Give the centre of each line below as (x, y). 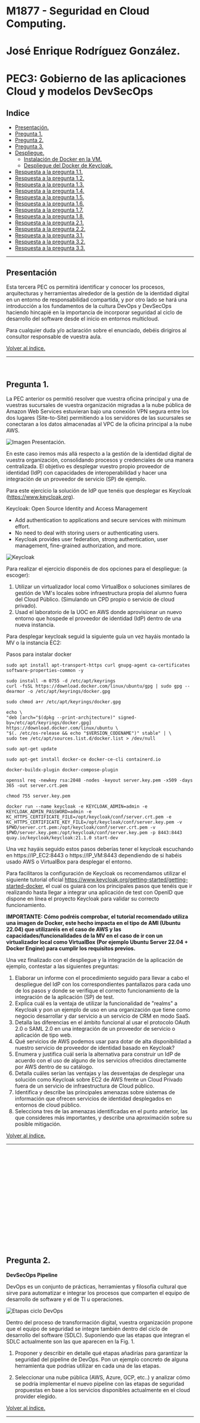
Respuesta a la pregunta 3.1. (49, 236)
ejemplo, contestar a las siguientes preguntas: (63, 966)
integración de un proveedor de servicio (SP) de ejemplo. (76, 479)
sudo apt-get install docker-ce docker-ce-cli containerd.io (84, 759)
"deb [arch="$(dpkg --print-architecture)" (61, 717)
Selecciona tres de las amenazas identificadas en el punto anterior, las (101, 1111)
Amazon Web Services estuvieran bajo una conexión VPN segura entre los (98, 411)
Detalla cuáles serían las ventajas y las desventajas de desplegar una (99, 1073)
